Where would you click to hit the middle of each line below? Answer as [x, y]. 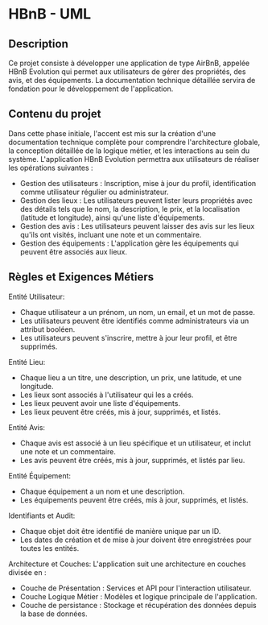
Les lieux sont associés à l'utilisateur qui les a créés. [107, 395]
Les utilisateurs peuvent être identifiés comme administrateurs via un [134, 321]
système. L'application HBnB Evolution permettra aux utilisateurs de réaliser [134, 159]
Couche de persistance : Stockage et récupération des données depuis [138, 605]
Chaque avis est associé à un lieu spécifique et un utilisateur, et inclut [135, 443]
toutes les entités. [49, 548]
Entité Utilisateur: [37, 296]
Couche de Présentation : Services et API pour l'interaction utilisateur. [136, 588]
